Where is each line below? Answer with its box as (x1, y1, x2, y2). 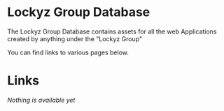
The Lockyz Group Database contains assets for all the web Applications (7, 27, 217, 36)
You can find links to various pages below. (7, 48, 129, 57)
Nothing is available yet (7, 96, 76, 104)
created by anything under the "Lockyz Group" (7, 34, 143, 43)
